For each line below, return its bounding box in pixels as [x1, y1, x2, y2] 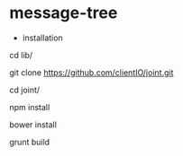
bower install [9, 119, 57, 130]
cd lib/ [9, 49, 33, 60]
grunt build [9, 136, 50, 147]
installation [22, 32, 63, 43]
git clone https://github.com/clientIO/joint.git [9, 66, 174, 78]
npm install [9, 101, 50, 112]
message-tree [9, 3, 118, 23]
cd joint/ [9, 84, 41, 95]
